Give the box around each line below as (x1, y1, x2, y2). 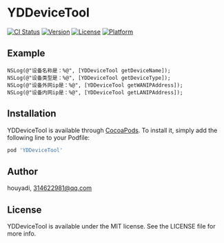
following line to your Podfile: (7, 133, 90, 142)
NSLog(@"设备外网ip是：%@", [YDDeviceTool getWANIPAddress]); (7, 81, 183, 89)
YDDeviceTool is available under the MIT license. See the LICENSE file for (7, 222, 216, 231)
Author (7, 165, 38, 177)
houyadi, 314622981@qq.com (7, 184, 92, 192)
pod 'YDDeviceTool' (7, 147, 63, 154)
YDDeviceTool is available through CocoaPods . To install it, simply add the (7, 126, 218, 134)
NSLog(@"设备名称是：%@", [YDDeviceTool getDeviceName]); (7, 67, 171, 74)
